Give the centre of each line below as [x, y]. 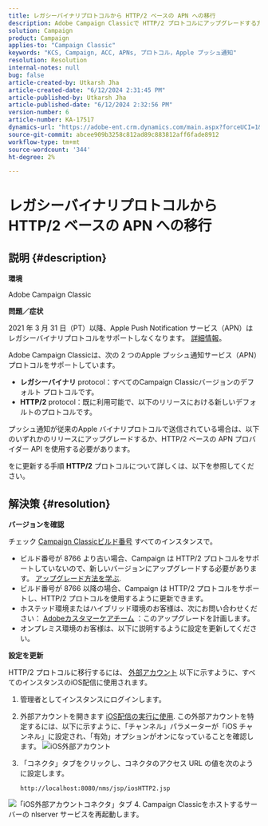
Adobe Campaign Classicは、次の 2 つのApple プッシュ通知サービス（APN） [133, 355]
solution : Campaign [41, 30]
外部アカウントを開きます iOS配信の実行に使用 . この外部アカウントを [133, 716]
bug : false [26, 75]
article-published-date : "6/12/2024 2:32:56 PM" [91, 105]
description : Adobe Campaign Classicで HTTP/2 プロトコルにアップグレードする [133, 23]
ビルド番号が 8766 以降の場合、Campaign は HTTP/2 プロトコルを [129, 589]
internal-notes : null [44, 68]
